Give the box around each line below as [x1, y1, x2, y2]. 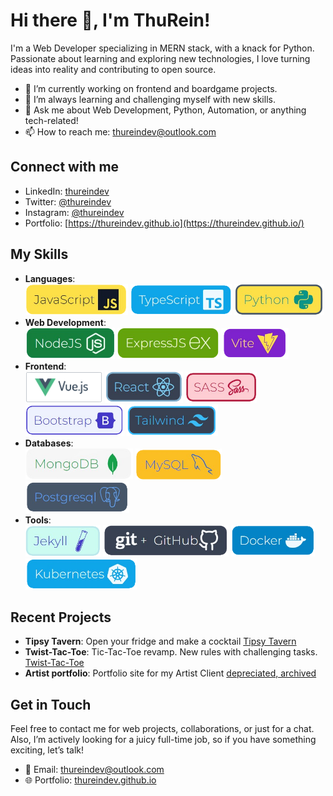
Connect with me [10, 159, 120, 176]
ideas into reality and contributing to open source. [10, 63, 217, 75]
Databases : [24, 437, 74, 449]
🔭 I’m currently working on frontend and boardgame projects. [24, 82, 278, 94]
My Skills [10, 246, 69, 263]
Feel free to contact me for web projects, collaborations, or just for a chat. [10, 723, 315, 735]
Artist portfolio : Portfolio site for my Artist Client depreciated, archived [24, 667, 317, 679]
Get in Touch [10, 696, 92, 713]
